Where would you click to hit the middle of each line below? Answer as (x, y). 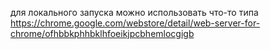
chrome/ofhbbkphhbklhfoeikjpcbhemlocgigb (102, 33)
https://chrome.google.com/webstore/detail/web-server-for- (135, 23)
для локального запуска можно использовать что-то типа (134, 12)
